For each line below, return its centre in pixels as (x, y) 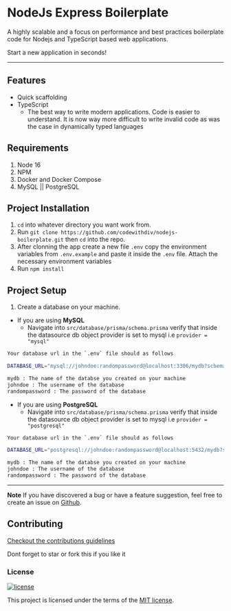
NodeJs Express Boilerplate (88, 13)
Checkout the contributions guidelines (61, 540)
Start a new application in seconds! (57, 52)
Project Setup (37, 290)
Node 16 (29, 165)
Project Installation (48, 208)
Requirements (38, 148)
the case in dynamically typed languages (85, 126)
